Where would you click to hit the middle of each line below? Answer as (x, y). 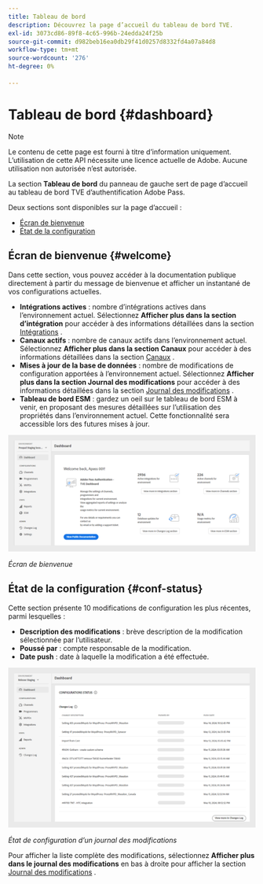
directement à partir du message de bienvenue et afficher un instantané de (130, 283)
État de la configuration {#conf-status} (106, 589)
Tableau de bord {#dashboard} (111, 115)
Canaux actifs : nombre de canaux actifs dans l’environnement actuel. (133, 340)
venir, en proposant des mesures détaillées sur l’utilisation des (120, 407)
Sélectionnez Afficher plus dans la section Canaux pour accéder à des (135, 348)
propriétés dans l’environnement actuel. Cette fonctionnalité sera (124, 415)
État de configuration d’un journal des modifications (93, 840)
